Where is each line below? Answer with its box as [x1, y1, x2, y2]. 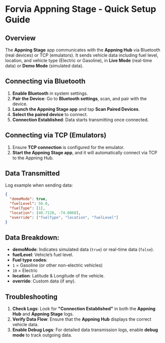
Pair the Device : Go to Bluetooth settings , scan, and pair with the [12, 95, 147, 101]
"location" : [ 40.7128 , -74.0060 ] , [9, 210, 81, 215]
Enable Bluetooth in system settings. [12, 90, 88, 96]
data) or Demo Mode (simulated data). [5, 63, 84, 69]
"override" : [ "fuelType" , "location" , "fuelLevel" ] [9, 215, 119, 220]
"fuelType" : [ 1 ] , [9, 206, 46, 211]
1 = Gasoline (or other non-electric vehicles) [12, 262, 103, 269]
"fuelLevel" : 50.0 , [9, 201, 50, 206]
